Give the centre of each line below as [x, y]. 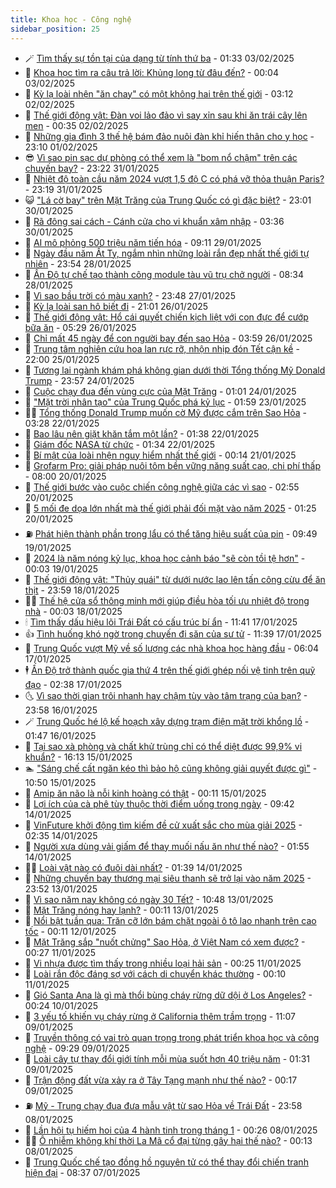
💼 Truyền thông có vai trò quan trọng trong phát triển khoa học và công [172, 1037]
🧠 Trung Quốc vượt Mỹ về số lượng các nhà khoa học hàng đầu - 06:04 [172, 648]
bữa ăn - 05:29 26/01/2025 [80, 327]
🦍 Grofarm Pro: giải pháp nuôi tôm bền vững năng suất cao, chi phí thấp [173, 465]
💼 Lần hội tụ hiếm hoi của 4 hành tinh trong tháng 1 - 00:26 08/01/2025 [171, 1130]
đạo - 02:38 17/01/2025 [73, 684]
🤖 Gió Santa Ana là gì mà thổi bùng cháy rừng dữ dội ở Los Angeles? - [168, 995]
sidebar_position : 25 [55, 29]
